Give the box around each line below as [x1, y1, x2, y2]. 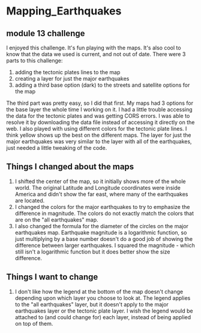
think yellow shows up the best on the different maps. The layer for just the [6, 131, 191, 138]
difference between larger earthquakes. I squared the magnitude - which [14, 241, 195, 249]
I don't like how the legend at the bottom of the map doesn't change [14, 288, 184, 295]
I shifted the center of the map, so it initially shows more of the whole [14, 178, 186, 185]
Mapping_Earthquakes [6, 4, 122, 18]
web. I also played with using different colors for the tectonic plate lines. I [6, 125, 187, 132]
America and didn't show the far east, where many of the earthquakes [14, 190, 188, 198]
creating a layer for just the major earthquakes [14, 75, 130, 82]
